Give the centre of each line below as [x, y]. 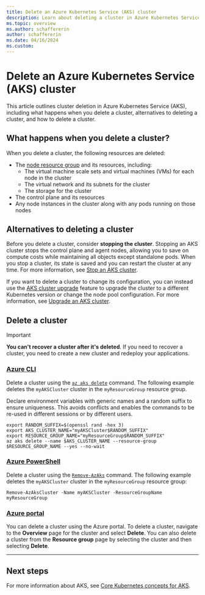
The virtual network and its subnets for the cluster [87, 184]
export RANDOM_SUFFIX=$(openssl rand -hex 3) [65, 425]
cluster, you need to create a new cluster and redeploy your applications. [98, 353]
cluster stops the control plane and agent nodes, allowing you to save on [98, 250]
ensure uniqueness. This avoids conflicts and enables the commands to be [100, 407]
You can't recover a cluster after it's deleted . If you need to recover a [95, 347]
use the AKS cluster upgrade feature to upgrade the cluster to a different [98, 288]
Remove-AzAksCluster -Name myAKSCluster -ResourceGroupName [85, 492]
